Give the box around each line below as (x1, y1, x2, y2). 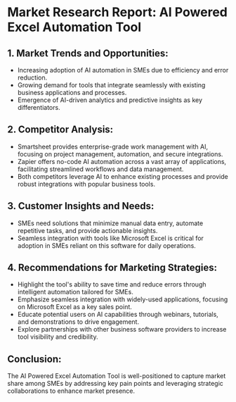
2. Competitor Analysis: (7, 124, 114, 136)
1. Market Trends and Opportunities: (7, 47, 169, 59)
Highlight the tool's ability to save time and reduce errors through (17, 280, 206, 289)
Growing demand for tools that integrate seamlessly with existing (17, 81, 206, 89)
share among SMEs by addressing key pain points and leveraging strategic (7, 379, 223, 388)
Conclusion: (7, 353, 62, 365)
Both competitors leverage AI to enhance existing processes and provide (17, 172, 228, 180)
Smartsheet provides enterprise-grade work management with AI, (17, 142, 209, 151)
